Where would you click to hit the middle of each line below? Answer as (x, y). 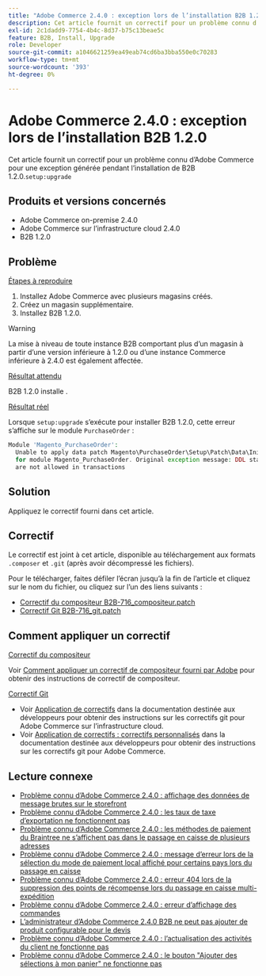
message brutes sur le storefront (73, 803)
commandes (40, 913)
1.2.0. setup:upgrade (40, 176)
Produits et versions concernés (87, 201)
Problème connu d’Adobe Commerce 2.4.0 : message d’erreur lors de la (137, 854)
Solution (29, 492)
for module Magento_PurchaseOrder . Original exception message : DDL (131, 459)
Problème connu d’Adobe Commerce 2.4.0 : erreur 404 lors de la (125, 879)
